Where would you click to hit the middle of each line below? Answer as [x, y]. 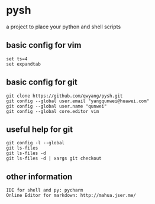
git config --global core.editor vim [53, 111]
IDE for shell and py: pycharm [45, 190]
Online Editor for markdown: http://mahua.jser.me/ [71, 196]
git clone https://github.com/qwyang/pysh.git [64, 96]
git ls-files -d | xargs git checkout [54, 158]
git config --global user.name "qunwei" [57, 106]
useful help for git [39, 129]
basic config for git [42, 82]
